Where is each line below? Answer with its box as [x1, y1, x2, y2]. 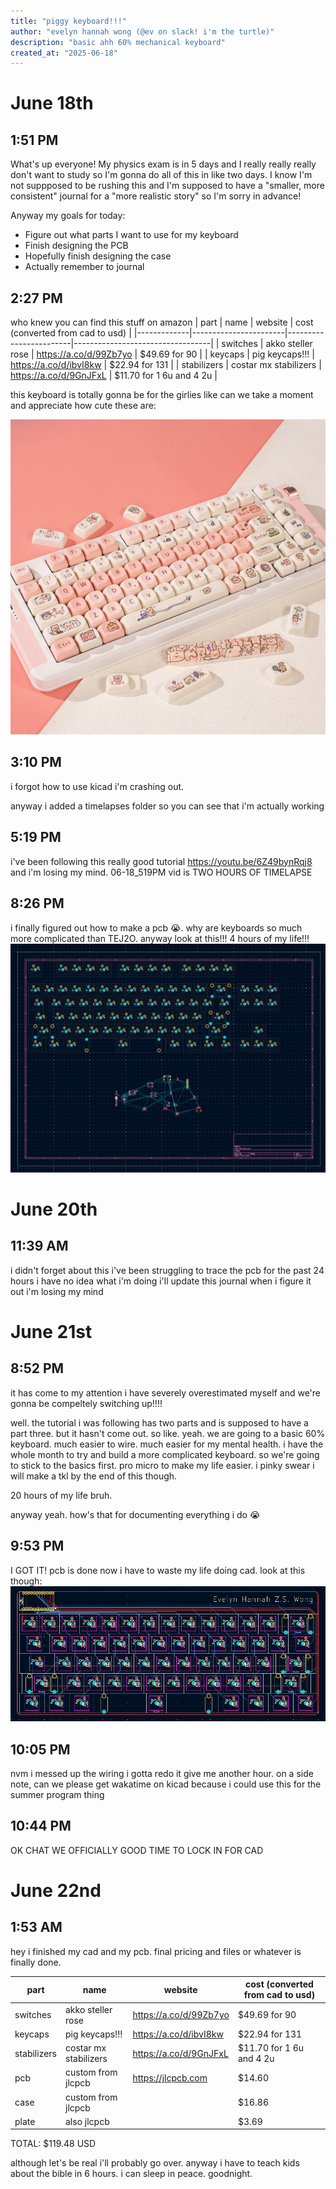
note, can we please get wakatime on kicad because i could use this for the [10, 1778, 322, 1790]
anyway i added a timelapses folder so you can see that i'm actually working [10, 800, 325, 812]
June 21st [10, 1320, 93, 1343]
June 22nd [10, 1880, 102, 1902]
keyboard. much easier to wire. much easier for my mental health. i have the [10, 1438, 324, 1450]
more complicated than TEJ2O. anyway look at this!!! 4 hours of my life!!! [10, 932, 310, 944]
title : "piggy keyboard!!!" [10, 16, 128, 26]
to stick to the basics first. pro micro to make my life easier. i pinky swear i [10, 1459, 315, 1471]
